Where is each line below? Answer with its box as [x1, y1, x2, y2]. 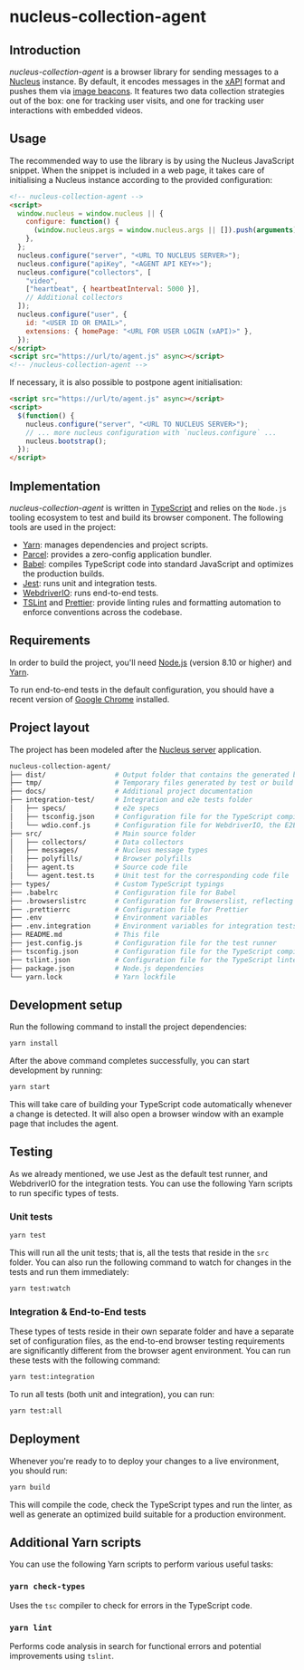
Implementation [9, 478, 101, 494]
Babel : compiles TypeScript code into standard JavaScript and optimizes [22, 559, 294, 569]
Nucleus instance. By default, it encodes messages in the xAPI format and [9, 76, 286, 87]
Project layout [9, 720, 90, 736]
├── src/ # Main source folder [9, 829, 196, 838]
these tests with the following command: [9, 1355, 161, 1366]
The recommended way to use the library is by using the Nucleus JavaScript [9, 155, 295, 166]
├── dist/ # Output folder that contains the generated [9, 770, 290, 779]
